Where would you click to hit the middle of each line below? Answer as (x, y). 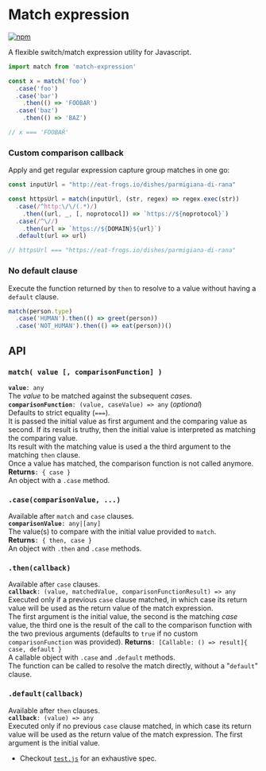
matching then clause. (44, 454)
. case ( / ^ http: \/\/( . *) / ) (56, 206)
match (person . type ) (40, 311)
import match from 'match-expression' (72, 66)
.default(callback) (46, 694)
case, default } (35, 650)
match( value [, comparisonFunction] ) (85, 372)
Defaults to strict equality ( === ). (59, 412)
